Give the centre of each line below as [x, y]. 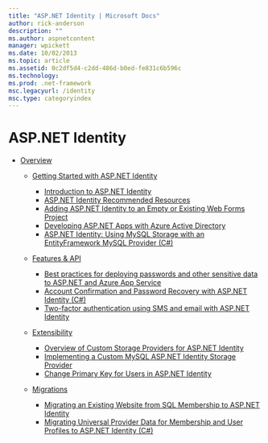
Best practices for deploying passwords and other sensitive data [151, 274]
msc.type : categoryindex [50, 98]
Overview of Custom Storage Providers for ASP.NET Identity [144, 348]
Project [56, 217]
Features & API [57, 259]
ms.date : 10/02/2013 [43, 53]
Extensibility [52, 333]
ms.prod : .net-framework [50, 83]
